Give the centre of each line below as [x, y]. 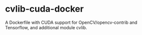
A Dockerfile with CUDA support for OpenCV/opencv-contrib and [71, 22]
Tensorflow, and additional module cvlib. [46, 27]
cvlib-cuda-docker [44, 9]
